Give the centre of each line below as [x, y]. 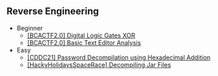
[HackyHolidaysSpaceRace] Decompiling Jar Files [99, 64]
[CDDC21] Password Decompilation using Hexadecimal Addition [119, 57]
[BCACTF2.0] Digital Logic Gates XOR [81, 35]
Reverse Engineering [53, 11]
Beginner [30, 28]
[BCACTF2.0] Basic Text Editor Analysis [84, 42]
